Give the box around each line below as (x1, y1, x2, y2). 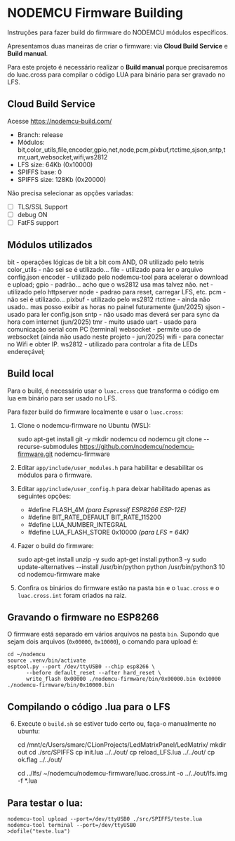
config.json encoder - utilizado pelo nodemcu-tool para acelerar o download (7, 273, 229, 281)
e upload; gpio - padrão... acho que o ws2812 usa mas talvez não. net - (7, 280, 214, 289)
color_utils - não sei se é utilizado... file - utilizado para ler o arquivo (7, 265, 203, 273)
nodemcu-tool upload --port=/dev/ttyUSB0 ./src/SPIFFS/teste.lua (7, 816, 202, 823)
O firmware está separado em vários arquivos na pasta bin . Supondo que (7, 630, 220, 639)
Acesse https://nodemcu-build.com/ (7, 117, 112, 125)
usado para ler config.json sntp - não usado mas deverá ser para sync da (7, 310, 220, 318)
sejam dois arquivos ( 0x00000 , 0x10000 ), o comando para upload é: (7, 637, 199, 646)
